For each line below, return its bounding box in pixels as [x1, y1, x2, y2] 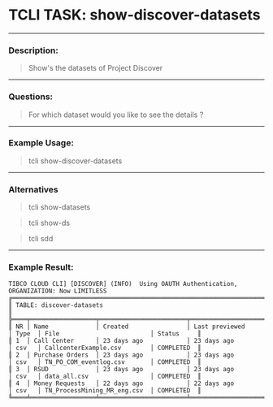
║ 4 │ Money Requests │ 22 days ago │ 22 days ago [8, 379, 234, 388]
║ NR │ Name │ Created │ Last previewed [8, 323, 245, 331]
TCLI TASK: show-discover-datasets [8, 6, 261, 24]
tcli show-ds [28, 218, 71, 228]
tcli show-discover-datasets [28, 156, 123, 166]
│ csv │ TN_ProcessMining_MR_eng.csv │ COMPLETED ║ [8, 387, 201, 395]
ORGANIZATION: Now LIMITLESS [8, 287, 107, 296]
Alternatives [8, 184, 58, 195]
